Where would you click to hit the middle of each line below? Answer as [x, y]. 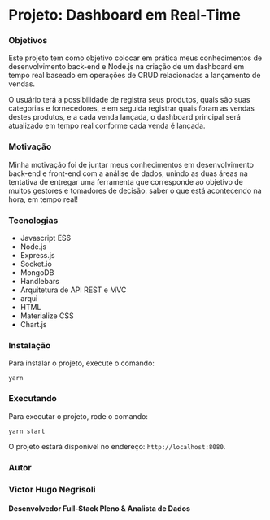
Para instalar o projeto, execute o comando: [81, 363]
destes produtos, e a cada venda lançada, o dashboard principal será [125, 117]
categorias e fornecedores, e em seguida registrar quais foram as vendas [131, 108]
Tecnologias [33, 220]
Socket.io [36, 264]
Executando [33, 399]
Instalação [30, 345]
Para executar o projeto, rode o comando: [78, 416]
